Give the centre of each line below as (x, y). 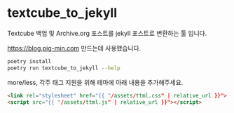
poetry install (29, 61)
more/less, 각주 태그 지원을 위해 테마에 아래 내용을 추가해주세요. (95, 82)
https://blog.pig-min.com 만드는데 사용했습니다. (74, 48)
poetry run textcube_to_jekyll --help (64, 68)
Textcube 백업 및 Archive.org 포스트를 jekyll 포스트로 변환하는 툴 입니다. (107, 33)
